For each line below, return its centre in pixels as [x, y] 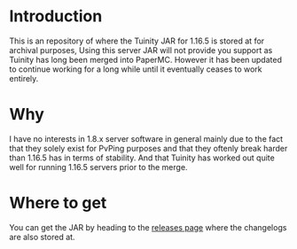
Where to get [58, 203]
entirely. [24, 78]
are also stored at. [42, 237]
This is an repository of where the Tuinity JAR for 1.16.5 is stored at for [137, 41]
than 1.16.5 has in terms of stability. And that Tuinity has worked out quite [142, 158]
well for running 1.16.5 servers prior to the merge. [98, 167]
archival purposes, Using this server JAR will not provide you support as [141, 50]
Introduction [56, 16]
